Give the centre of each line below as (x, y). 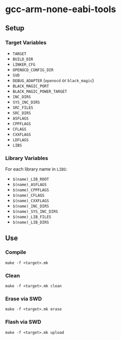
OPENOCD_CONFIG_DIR (33, 70)
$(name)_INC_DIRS (31, 206)
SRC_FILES (23, 107)
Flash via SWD (23, 322)
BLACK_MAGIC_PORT (31, 86)
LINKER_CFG (24, 64)
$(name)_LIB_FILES (32, 217)
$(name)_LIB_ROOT (31, 179)
